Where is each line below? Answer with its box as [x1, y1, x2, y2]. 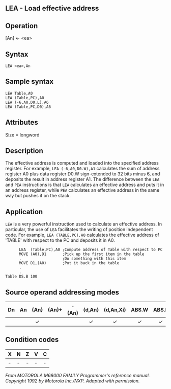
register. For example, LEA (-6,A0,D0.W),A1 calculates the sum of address [5, 166, 160, 172]
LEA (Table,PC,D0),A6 [5, 104, 51, 109]
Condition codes [5, 335, 59, 344]
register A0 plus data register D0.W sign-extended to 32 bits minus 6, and [5, 171, 160, 177]
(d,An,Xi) [103, 306, 126, 313]
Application [5, 207, 43, 216]
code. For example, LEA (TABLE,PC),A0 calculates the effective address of [5, 232, 159, 238]
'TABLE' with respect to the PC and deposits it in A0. [5, 237, 116, 243]
